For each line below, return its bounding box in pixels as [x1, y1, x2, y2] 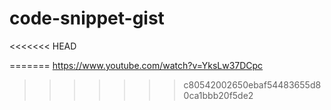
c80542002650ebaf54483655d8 [183, 78, 322, 91]
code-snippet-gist [9, 7, 165, 30]
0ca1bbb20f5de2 [183, 89, 254, 101]
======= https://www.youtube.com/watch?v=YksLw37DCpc [9, 59, 264, 71]
